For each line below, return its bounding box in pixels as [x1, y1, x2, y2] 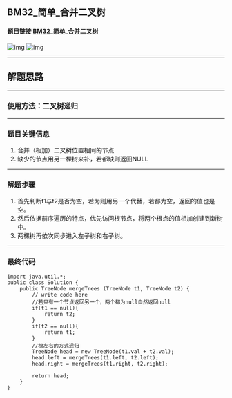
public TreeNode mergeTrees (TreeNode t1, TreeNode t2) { [19, 285, 190, 292]
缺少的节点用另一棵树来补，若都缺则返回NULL [17, 155, 148, 163]
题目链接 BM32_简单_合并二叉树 [7, 27, 99, 35]
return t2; [43, 310, 76, 317]
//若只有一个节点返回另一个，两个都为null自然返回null [32, 299, 171, 306]
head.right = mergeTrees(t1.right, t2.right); [32, 360, 168, 367]
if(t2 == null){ [32, 323, 79, 330]
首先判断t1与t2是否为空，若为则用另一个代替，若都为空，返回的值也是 [17, 197, 215, 206]
